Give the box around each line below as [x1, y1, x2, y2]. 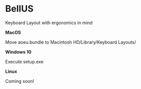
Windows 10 [5, 49, 32, 55]
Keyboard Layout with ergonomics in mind [5, 20, 93, 26]
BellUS [5, 3, 34, 15]
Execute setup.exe [5, 58, 44, 64]
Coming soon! [5, 78, 34, 84]
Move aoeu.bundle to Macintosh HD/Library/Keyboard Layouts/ [5, 39, 136, 45]
